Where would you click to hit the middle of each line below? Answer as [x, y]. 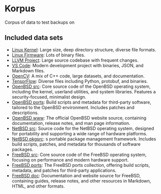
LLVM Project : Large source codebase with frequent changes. [75, 60]
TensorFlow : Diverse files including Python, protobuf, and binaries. [80, 81]
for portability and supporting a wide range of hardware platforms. [80, 133]
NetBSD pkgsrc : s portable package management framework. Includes [84, 139]
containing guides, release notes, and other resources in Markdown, [81, 181]
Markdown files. [28, 71]
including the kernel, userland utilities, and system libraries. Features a [84, 91]
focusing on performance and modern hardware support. [70, 160]
